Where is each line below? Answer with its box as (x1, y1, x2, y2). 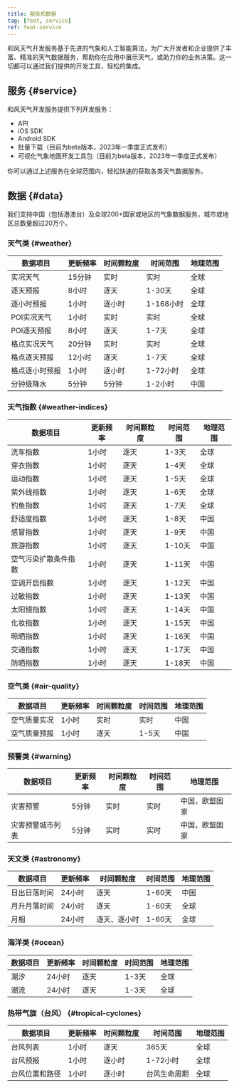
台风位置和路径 (11, 1069, 62, 1079)
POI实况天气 (11, 313, 52, 323)
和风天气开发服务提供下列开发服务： (7, 105, 114, 114)
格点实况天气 (11, 339, 55, 349)
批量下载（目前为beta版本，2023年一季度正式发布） (17, 143, 171, 152)
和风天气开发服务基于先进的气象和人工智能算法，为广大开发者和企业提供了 (7, 44, 225, 53)
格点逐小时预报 (11, 366, 62, 376)
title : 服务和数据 (7, 10, 57, 18)
